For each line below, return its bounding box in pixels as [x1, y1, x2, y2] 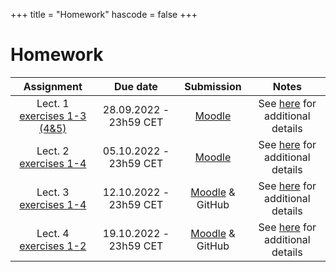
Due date [113, 79, 158, 93]
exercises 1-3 [19, 109, 87, 123]
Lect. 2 [36, 144, 70, 158]
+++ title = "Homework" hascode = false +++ [10, 9, 198, 20]
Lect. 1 [36, 96, 70, 110]
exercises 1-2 [19, 239, 87, 253]
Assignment [23, 79, 83, 93]
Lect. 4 [36, 226, 70, 240]
